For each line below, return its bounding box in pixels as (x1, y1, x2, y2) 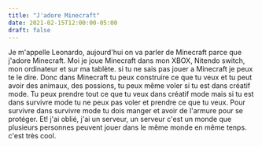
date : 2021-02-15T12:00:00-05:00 (8, 19, 118, 27)
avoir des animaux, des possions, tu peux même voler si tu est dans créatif (8, 81, 250, 90)
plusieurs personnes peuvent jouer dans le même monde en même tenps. (8, 123, 247, 132)
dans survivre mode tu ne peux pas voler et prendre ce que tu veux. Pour (8, 97, 245, 107)
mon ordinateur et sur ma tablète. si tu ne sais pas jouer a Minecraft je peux (8, 64, 253, 74)
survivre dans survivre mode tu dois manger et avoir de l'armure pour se (8, 106, 244, 116)
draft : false (8, 26, 51, 34)
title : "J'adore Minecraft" (8, 11, 101, 20)
